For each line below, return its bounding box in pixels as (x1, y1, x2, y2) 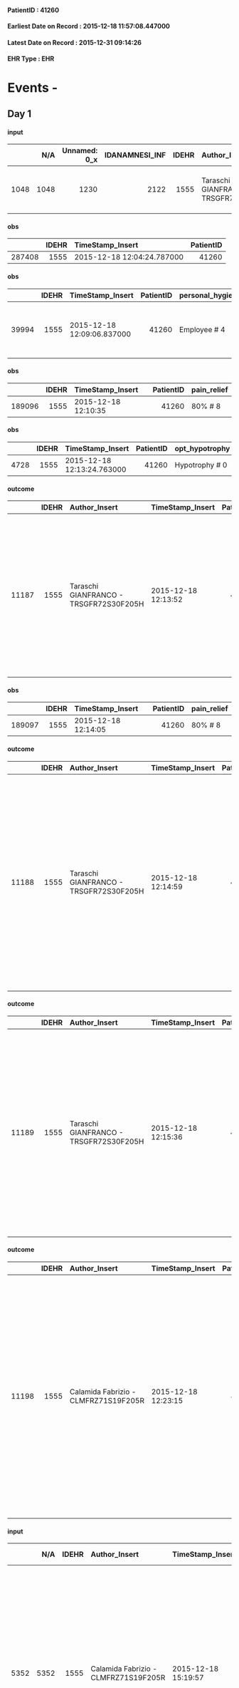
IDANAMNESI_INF (104, 150, 166, 160)
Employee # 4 (179, 324, 225, 334)
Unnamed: (62, 146, 98, 156)
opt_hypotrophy (174, 443, 230, 453)
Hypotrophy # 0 (174, 460, 228, 470)
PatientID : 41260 (7, 6, 59, 14)
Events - (7, 79, 58, 95)
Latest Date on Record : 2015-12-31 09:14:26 (7, 38, 142, 46)
